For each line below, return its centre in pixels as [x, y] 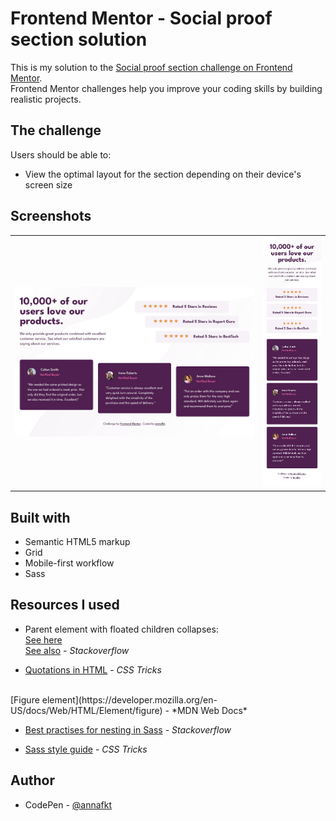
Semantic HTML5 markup [77, 542]
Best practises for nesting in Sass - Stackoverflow [128, 729]
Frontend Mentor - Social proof [141, 18]
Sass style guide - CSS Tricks [86, 749]
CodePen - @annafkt [68, 804]
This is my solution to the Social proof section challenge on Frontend [151, 67]
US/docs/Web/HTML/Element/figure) [86, 710]
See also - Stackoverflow [77, 650]
